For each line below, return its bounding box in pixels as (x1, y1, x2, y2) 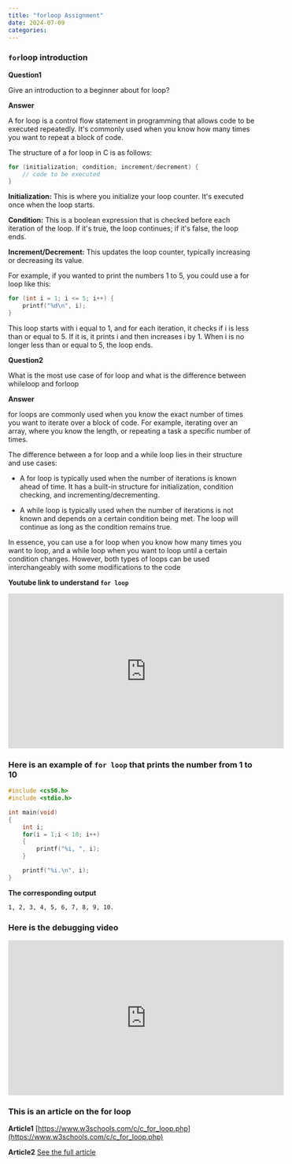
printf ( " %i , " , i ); (36, 845, 101, 853)
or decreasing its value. (8, 256, 84, 265)
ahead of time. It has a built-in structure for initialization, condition (19, 482, 234, 491)
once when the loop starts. (8, 200, 95, 209)
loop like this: (8, 279, 51, 289)
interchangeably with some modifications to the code (8, 562, 181, 571)
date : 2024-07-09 (8, 19, 65, 27)
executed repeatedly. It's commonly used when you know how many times (8, 124, 250, 134)
